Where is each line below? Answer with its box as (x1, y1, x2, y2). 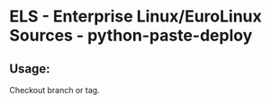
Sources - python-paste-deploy (9, 25, 253, 46)
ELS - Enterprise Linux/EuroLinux (9, 6, 263, 27)
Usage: (9, 61, 51, 76)
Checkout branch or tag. (9, 85, 101, 95)
